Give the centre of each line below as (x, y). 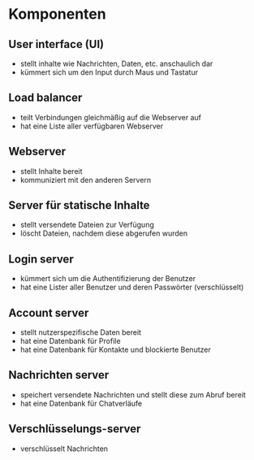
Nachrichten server (59, 375)
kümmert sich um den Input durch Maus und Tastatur (109, 72)
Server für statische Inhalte (79, 205)
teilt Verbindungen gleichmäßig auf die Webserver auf (110, 117)
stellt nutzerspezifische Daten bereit (81, 332)
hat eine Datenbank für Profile (70, 341)
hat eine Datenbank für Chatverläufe (81, 403)
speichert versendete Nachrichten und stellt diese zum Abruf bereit (133, 394)
